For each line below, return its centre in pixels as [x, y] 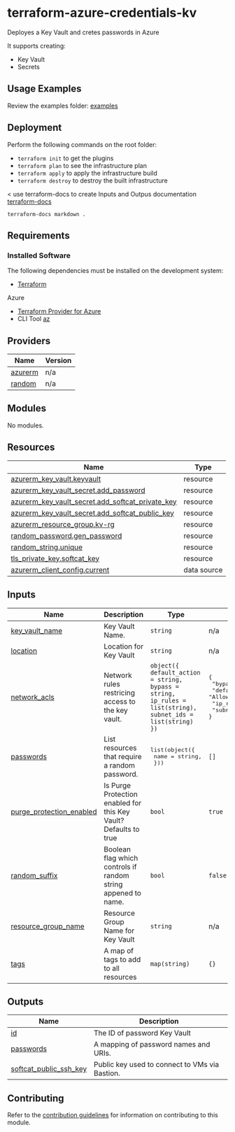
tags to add [122, 959]
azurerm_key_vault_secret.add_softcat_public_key [93, 513]
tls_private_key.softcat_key [55, 558]
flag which [121, 858]
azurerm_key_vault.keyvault [56, 479]
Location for [124, 646]
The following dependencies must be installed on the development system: [115, 271]
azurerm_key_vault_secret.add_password [78, 490]
